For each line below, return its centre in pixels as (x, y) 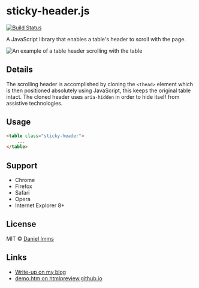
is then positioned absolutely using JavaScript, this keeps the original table (99, 90)
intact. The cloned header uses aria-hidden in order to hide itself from (93, 96)
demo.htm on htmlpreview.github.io (59, 278)
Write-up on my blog (40, 272)
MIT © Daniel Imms (30, 238)
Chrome (25, 180)
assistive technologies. (34, 103)
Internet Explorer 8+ (40, 205)
